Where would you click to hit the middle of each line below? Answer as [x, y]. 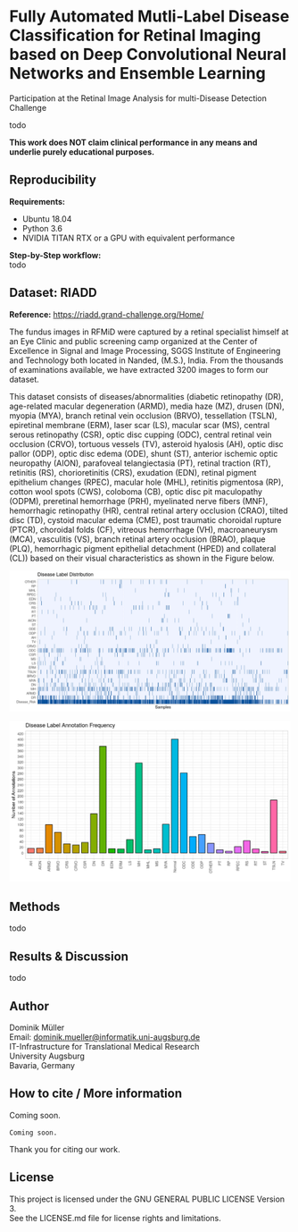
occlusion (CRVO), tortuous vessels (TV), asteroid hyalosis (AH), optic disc [146, 443]
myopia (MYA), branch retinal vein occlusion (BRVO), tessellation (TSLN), [143, 415]
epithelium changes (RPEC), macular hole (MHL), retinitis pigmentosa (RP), [146, 482]
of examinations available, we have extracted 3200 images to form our [139, 369]
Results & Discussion [69, 956]
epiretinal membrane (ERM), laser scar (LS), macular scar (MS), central [140, 425]
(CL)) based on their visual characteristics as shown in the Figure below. [142, 558]
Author [29, 1006]
